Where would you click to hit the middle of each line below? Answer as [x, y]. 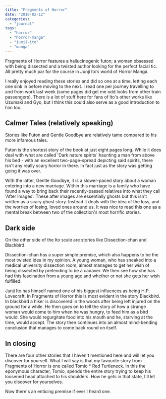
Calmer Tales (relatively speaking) [59, 123]
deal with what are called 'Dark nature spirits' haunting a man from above [80, 155]
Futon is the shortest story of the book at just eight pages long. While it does [83, 150]
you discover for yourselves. [34, 382]
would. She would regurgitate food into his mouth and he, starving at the [79, 317]
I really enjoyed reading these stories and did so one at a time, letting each [81, 81]
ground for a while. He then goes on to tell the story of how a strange [76, 307]
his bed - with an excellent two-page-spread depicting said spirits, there [79, 160]
